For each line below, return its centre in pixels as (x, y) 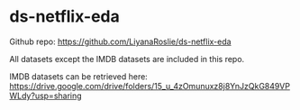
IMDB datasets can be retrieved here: (79, 76)
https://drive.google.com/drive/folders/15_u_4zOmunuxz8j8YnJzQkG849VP (150, 86)
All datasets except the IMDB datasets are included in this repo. (127, 59)
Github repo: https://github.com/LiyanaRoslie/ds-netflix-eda (120, 41)
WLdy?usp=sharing (46, 96)
